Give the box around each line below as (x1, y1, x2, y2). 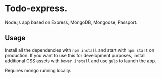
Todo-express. (5, 3, 68, 14)
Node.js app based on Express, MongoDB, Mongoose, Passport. (5, 19, 138, 25)
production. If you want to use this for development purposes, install (5, 52, 146, 58)
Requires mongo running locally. (5, 67, 71, 73)
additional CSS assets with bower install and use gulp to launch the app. (5, 58, 156, 64)
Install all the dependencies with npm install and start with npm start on (5, 47, 155, 53)
